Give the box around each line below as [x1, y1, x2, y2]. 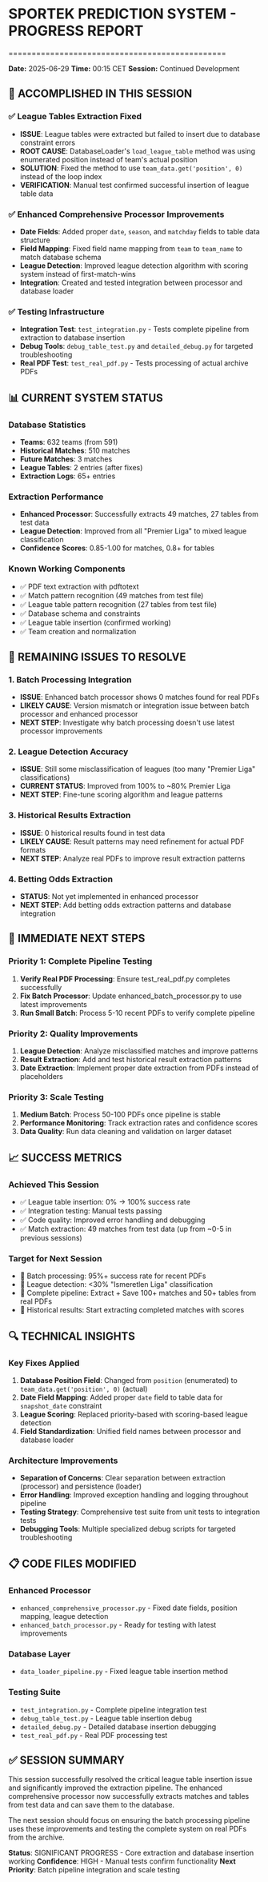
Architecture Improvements [8, 1455, 118, 1466]
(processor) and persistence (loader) [19, 1481, 142, 1492]
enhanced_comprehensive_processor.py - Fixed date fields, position [19, 1603, 238, 1612]
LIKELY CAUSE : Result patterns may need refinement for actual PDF [19, 837, 245, 846]
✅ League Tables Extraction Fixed [8, 111, 142, 122]
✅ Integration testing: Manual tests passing [19, 1206, 162, 1216]
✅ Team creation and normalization [19, 626, 137, 636]
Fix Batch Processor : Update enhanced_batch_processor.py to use [19, 991, 242, 1001]
